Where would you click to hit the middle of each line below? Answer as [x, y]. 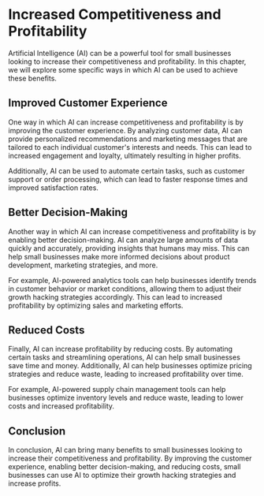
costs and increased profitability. [61, 406]
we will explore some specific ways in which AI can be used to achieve [123, 69]
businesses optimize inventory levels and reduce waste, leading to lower [126, 398]
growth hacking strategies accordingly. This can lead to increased [115, 296]
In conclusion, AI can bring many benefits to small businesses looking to [125, 450]
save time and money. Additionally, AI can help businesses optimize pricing [130, 366]
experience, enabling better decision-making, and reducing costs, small [125, 467]
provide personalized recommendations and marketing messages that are [128, 139]
